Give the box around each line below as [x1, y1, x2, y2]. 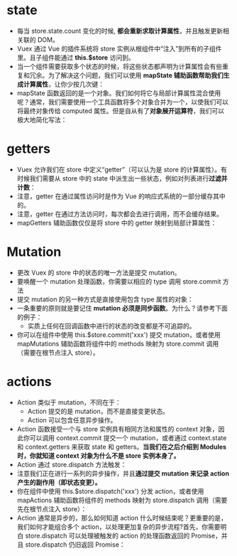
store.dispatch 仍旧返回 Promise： [25, 540, 126, 549]
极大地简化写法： [16, 115, 67, 124]
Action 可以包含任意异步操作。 [27, 415, 117, 424]
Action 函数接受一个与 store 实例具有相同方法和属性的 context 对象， [16, 424, 219, 433]
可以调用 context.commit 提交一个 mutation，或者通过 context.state [29, 433, 227, 442]
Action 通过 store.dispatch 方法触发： [16, 460, 127, 469]
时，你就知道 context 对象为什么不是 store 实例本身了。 [16, 451, 180, 460]
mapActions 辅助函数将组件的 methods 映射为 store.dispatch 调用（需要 [16, 496, 228, 504]
